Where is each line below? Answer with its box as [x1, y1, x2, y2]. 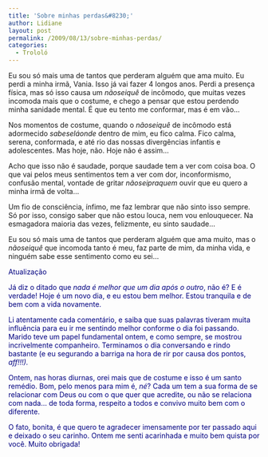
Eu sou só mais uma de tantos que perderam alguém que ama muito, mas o [8, 235, 256, 244]
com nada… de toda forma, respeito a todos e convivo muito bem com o [8, 399, 246, 407]
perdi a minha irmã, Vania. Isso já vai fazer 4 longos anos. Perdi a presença [8, 79, 255, 89]
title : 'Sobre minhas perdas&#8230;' [8, 11, 134, 20]
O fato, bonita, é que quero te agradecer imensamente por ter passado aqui [8, 423, 257, 431]
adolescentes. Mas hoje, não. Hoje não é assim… [8, 145, 169, 155]
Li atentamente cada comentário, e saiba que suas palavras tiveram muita [8, 315, 251, 324]
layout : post [8, 26, 52, 34]
